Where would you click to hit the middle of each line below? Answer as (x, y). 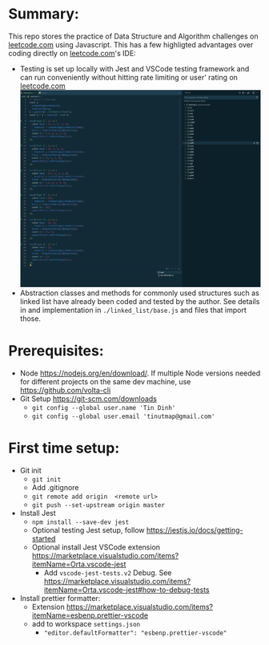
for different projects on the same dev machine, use (105, 381)
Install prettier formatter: (60, 598)
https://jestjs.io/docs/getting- (195, 529)
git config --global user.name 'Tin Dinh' (104, 408)
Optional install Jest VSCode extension (96, 547)
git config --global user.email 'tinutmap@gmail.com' (123, 416)
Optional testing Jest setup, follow (88, 529)
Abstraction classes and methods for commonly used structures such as (140, 293)
